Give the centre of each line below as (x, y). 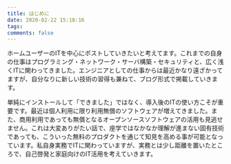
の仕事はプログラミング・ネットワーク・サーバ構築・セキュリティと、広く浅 (115, 62)
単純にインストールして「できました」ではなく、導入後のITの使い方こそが (113, 102)
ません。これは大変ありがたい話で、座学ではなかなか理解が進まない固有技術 (116, 128)
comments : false (30, 33)
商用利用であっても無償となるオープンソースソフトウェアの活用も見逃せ (121, 120)
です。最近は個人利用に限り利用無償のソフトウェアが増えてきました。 (112, 111)
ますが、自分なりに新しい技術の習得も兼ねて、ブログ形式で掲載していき (110, 79)
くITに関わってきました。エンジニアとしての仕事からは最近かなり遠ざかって (115, 70)
